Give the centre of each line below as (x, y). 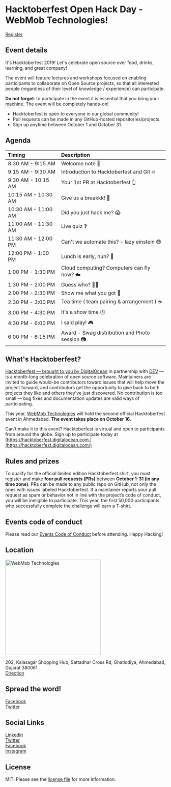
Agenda (18, 141)
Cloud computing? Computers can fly (106, 268)
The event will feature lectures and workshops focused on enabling (76, 78)
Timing (17, 155)
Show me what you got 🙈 (91, 293)
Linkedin (14, 735)
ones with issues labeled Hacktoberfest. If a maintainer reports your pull (81, 490)
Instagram (16, 751)
